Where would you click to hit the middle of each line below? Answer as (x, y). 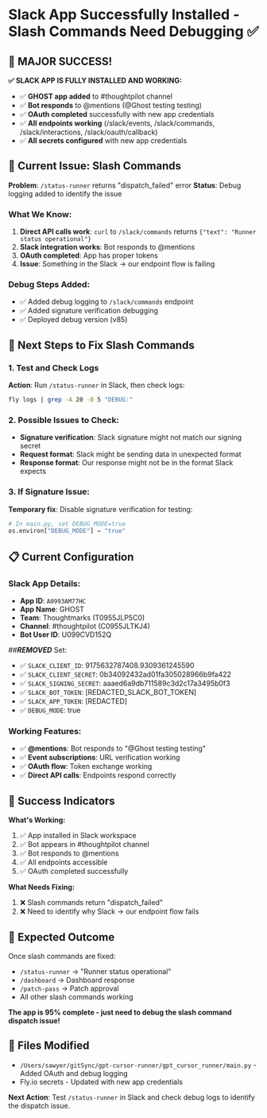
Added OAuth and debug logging (74, 1073)
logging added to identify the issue (65, 193)
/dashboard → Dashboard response (77, 980)
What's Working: (37, 820)
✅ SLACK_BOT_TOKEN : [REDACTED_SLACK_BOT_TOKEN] (108, 692)
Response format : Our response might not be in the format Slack (126, 463)
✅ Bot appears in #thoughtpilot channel (84, 844)
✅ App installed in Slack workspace (78, 836)
